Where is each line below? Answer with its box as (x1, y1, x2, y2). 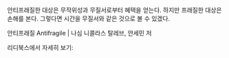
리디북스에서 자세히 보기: (7, 44, 74, 51)
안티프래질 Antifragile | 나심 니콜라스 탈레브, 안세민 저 (7, 29, 152, 37)
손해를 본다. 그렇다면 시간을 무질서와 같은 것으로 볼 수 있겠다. (7, 14, 171, 23)
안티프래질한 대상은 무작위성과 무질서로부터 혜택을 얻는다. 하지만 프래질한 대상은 (7, 6, 222, 14)
